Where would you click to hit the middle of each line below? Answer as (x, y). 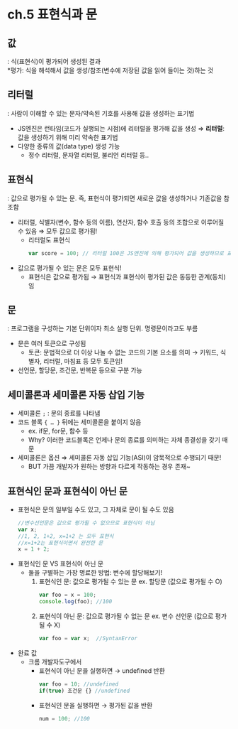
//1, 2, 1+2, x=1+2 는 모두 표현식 (66, 536)
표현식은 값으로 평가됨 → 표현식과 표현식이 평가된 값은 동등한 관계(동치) (127, 276)
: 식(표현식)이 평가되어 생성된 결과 (54, 61)
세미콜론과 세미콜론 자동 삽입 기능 (76, 395)
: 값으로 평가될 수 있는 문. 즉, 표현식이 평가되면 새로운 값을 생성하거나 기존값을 (115, 198)
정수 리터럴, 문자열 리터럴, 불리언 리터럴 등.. (89, 155)
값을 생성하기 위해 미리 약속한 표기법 (68, 137)
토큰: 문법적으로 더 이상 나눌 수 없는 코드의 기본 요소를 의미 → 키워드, (123, 352)
